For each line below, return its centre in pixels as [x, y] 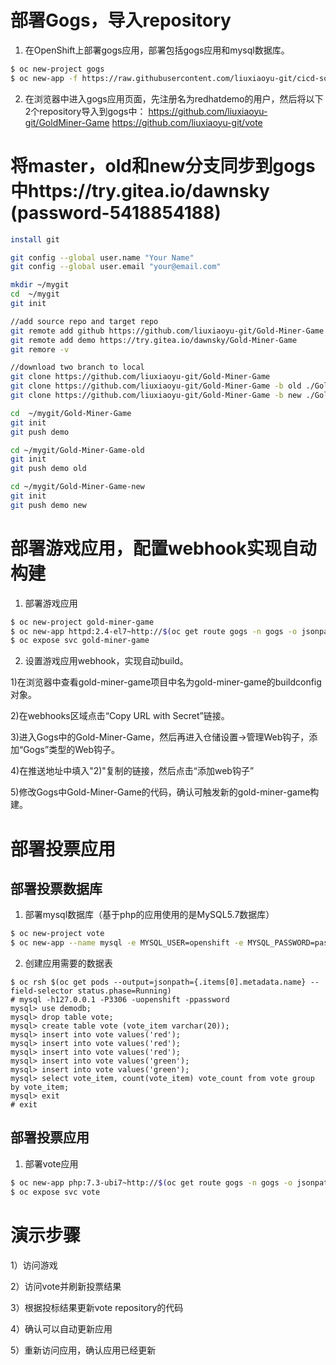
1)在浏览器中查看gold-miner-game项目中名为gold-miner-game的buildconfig [166, 682]
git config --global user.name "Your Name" [102, 257]
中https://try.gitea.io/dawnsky [140, 190]
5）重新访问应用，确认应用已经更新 [83, 1350]
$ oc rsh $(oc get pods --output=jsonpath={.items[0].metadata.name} [158, 982]
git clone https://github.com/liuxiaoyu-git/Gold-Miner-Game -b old [156, 386]
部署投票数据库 [56, 888]
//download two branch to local [77, 367]
